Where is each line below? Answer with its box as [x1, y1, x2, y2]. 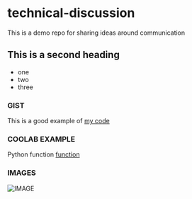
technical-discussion [7, 5, 135, 21]
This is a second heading [7, 49, 120, 61]
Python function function [7, 150, 80, 159]
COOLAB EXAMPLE [7, 134, 76, 144]
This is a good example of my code [7, 117, 110, 125]
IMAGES [7, 168, 37, 178]
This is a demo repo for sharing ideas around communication [7, 28, 186, 37]
